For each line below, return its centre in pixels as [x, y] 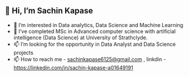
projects [23, 52]
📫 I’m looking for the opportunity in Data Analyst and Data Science [95, 44]
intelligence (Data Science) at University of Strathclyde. [80, 37]
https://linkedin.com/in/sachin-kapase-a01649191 [73, 68]
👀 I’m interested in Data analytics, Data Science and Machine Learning [98, 25]
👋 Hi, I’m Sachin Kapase [49, 11]
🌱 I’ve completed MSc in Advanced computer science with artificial [95, 31]
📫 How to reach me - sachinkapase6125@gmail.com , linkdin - [90, 59]
